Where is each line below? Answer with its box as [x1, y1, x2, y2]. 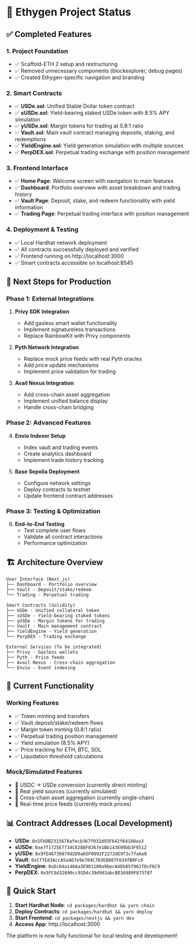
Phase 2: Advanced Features [6, 419, 91, 427]
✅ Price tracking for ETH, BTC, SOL [14, 746, 102, 753]
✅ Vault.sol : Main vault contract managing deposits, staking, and [14, 129, 175, 136]
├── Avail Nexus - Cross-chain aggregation [6, 659, 116, 666]
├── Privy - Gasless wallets [6, 649, 78, 655]
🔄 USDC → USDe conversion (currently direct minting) [14, 781, 147, 788]
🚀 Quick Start [6, 886, 56, 896]
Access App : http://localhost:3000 [14, 921, 100, 928]
